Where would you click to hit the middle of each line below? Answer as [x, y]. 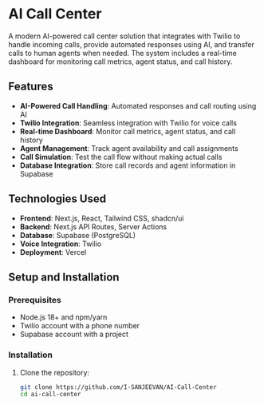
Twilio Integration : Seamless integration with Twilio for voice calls [128, 123]
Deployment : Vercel [53, 252]
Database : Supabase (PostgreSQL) [78, 235]
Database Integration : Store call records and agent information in [128, 165]
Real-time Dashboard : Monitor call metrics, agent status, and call [128, 131]
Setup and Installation [64, 277]
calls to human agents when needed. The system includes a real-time [122, 53]
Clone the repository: [55, 372]
